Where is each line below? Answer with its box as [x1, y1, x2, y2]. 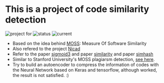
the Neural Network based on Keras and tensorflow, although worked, [12, 66, 157, 73]
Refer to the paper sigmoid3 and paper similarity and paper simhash [12, 51, 154, 57]
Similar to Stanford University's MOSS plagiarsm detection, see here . [12, 56, 155, 62]
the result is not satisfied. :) [12, 72, 69, 78]
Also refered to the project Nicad [12, 45, 80, 51]
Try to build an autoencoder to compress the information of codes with [12, 61, 159, 67]
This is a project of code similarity [5, 3, 149, 15]
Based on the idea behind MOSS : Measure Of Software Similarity [12, 40, 147, 46]
